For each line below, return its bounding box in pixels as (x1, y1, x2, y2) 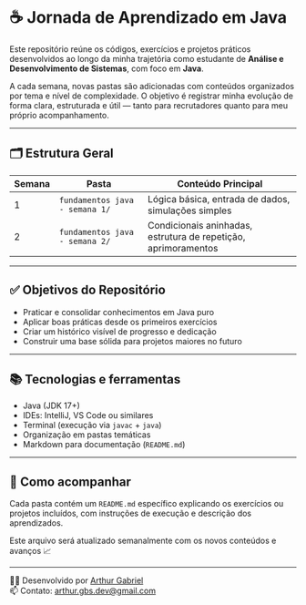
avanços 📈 (9, 546, 52, 557)
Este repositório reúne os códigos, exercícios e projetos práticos (9, 43, 251, 55)
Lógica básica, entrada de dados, (147, 192, 291, 205)
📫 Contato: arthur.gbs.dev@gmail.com (9, 585, 157, 597)
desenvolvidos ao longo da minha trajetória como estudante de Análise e (9, 53, 284, 64)
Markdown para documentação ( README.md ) (22, 439, 186, 450)
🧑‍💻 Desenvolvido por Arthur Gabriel (9, 575, 144, 586)
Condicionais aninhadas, (147, 219, 253, 231)
